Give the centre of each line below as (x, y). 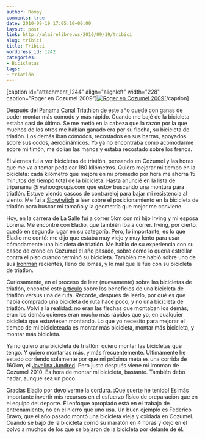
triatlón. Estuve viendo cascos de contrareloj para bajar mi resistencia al (97, 194)
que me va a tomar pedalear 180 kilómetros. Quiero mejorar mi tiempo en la (101, 168)
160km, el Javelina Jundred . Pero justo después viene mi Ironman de (93, 366)
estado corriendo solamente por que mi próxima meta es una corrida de (97, 359)
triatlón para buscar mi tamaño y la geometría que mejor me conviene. (95, 207)
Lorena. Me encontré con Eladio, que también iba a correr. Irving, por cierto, (102, 225)
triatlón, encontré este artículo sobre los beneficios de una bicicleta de (95, 289)
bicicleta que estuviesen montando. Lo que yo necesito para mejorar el (95, 321)
